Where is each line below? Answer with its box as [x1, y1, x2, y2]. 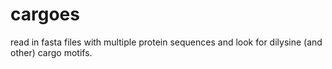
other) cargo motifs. [10, 46, 93, 58]
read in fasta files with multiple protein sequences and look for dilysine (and [10, 36, 323, 48]
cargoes [10, 3, 80, 26]
